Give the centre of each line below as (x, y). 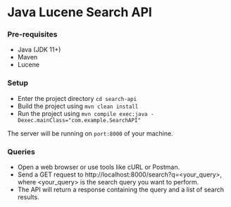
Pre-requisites (32, 35)
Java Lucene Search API (80, 12)
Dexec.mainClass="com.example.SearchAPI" (79, 120)
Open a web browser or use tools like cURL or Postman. (99, 167)
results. (29, 197)
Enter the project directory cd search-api (77, 98)
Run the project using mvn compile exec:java (82, 113)
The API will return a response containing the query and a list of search (120, 190)
